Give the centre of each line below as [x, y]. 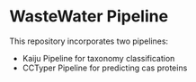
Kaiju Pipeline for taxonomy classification [98, 58]
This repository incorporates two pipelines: [89, 41]
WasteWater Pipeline [89, 16]
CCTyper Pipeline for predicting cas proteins [105, 68]
